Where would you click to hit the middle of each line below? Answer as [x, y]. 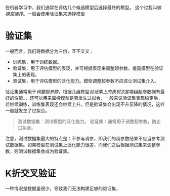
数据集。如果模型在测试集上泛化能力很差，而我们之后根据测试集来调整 [82, 145]
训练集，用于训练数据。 [37, 62]
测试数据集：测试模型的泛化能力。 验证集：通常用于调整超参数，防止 [89, 121]
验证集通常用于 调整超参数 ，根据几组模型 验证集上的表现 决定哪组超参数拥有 [83, 91]
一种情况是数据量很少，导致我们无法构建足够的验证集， [63, 188]
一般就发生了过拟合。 [27, 110]
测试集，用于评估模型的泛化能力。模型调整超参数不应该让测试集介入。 [86, 81]
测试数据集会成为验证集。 [45, 151]
